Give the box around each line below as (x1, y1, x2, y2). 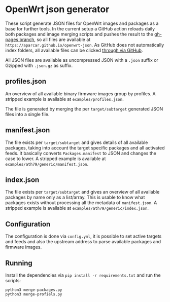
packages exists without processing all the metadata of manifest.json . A (5, 200, 157, 206)
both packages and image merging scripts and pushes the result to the (5, 31, 153, 37)
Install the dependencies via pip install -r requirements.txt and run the (5, 272, 161, 278)
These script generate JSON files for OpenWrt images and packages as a (5, 20, 159, 26)
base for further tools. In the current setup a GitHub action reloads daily (5, 25, 155, 31)
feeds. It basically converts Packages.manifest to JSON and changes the (5, 150, 156, 156)
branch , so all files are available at (19, 36, 91, 43)
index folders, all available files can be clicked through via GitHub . (5, 47, 143, 53)
